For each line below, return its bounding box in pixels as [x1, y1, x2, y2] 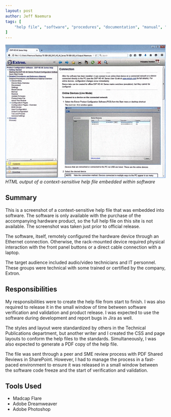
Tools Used [5, 382, 42, 390]
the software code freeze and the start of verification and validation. [5, 367, 149, 373]
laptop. [5, 249, 20, 255]
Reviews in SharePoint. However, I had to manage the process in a [5, 356, 144, 362]
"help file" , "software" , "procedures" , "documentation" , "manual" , [14, 24, 163, 30]
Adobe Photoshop [12, 406, 51, 412]
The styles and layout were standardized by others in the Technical [5, 325, 146, 331]
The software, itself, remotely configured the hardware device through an [5, 233, 159, 239]
